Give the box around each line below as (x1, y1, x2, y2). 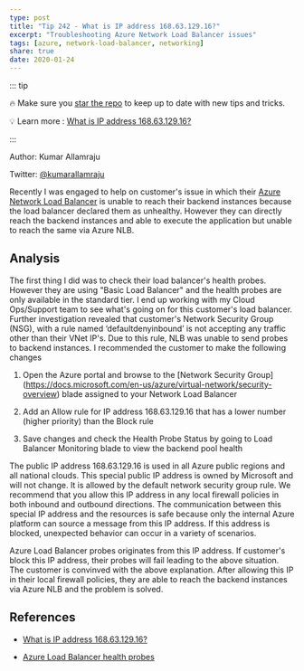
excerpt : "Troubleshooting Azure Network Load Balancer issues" (9, 30, 257, 39)
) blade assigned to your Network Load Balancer (56, 388, 238, 399)
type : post (9, 13, 51, 23)
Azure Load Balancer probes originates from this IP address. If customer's (9, 544, 286, 556)
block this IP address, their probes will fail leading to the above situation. (9, 554, 280, 565)
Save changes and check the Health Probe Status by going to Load (22, 433, 273, 444)
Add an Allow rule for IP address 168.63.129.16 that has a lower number (22, 406, 287, 417)
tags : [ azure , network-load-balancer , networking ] (9, 38, 204, 48)
